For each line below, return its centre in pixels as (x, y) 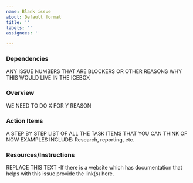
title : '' (18, 22)
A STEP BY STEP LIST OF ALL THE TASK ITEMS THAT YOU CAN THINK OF (97, 134)
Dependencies (27, 59)
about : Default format (34, 17)
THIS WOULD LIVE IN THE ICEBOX (48, 78)
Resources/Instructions (40, 154)
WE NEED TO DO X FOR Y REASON (49, 105)
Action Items (25, 120)
